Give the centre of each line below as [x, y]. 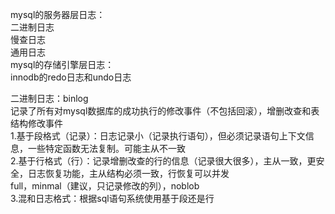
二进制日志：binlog [49, 98]
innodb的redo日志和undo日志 [71, 77]
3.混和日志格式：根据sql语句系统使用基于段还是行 [112, 198]
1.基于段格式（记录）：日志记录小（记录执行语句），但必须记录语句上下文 [158, 136]
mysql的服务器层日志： [58, 14]
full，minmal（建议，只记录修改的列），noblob [105, 186]
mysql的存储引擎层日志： [62, 64]
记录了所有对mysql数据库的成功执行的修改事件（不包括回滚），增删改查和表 [165, 111]
